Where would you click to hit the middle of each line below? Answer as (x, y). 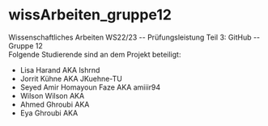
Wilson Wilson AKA (52, 95)
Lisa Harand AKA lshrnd (60, 69)
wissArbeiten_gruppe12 (90, 15)
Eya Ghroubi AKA (49, 113)
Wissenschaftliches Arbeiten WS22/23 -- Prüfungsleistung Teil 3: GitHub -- (134, 37)
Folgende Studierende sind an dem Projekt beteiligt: (95, 54)
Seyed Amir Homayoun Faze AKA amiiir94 (90, 87)
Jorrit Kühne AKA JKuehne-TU (71, 78)
